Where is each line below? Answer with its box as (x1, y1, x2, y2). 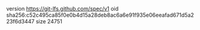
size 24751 (36, 18, 62, 25)
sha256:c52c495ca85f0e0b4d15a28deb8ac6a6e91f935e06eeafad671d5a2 (6, 11, 195, 19)
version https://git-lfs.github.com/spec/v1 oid (6, 5, 119, 12)
